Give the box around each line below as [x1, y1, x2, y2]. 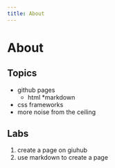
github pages [17, 86, 55, 94]
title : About [7, 10, 45, 17]
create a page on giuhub [17, 146, 88, 154]
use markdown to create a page [17, 153, 109, 162]
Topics [7, 67, 37, 80]
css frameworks [17, 100, 64, 109]
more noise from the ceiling [17, 108, 96, 116]
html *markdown [27, 93, 76, 101]
